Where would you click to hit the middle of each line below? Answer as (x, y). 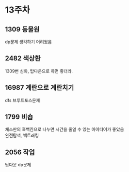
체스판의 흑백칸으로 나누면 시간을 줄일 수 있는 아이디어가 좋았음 (65, 129)
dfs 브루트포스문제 (23, 100)
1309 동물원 (22, 29)
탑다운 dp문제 (18, 165)
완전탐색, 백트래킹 (22, 135)
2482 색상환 (23, 58)
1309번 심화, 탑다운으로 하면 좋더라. (39, 71)
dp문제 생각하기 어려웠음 (28, 42)
